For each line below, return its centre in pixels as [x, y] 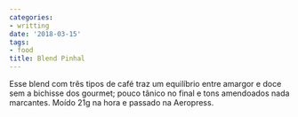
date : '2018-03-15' [45, 34]
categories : [31, 17]
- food [21, 51]
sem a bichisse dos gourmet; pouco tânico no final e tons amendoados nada [149, 93]
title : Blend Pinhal [48, 58]
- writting [29, 26]
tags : [19, 42]
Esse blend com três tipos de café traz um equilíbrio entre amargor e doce [145, 84]
